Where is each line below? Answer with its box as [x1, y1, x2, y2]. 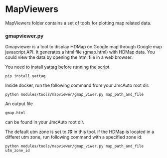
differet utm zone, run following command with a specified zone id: [5, 134, 143, 140]
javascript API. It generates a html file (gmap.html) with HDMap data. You [5, 49, 156, 55]
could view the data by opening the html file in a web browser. [5, 54, 133, 60]
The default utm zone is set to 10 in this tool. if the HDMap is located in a [5, 129, 155, 135]
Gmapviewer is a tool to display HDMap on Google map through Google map [5, 44, 162, 50]
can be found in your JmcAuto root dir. [5, 119, 85, 125]
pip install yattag [5, 74, 46, 79]
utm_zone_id [5, 148, 30, 153]
